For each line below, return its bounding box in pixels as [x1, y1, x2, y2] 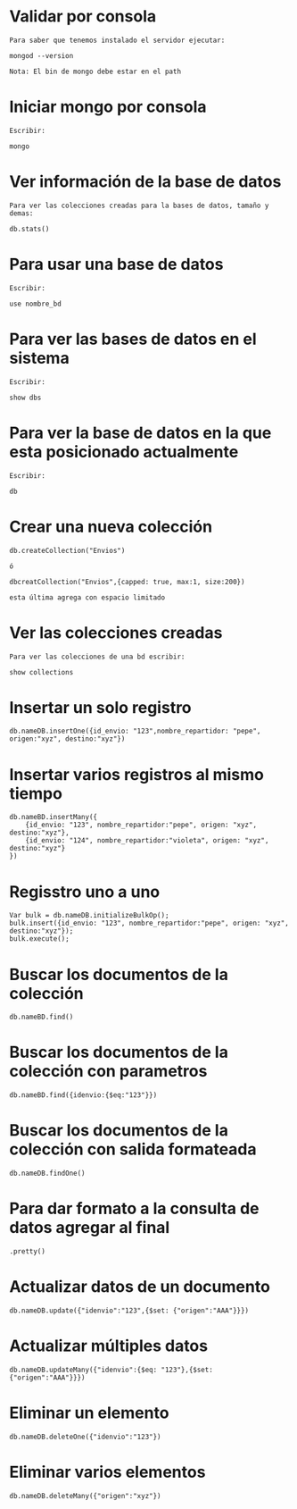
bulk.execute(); [9, 935, 70, 943]
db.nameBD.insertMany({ [9, 813, 98, 822]
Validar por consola [9, 6, 157, 27]
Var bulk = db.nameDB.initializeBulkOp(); [9, 911, 169, 920]
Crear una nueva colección [9, 516, 212, 537]
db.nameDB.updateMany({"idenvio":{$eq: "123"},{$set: [9, 1365, 214, 1374]
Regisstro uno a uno [9, 882, 161, 901]
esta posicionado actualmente [9, 441, 239, 462]
